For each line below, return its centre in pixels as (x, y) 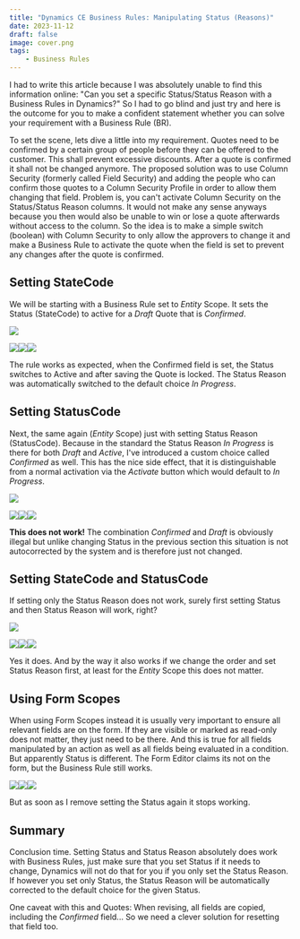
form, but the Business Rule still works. (81, 768)
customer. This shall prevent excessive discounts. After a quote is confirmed (150, 159)
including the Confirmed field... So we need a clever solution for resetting (144, 917)
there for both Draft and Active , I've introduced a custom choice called (140, 452)
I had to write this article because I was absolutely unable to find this (136, 85)
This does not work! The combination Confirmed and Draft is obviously (141, 532)
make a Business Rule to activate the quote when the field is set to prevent (147, 245)
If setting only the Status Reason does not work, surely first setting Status (145, 600)
